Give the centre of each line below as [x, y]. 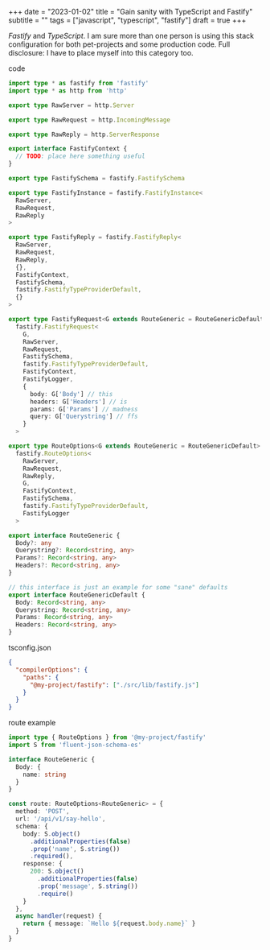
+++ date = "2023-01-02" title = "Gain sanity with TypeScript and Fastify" [131, 12]
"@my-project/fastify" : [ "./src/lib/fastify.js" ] [114, 685]
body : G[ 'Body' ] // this [71, 394]
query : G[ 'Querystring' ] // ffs [84, 417]
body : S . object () [52, 834]
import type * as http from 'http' [68, 91]
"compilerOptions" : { [52, 670]
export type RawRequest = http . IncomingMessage [90, 120]
